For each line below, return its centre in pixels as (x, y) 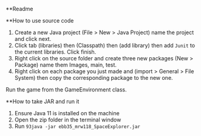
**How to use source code (40, 20)
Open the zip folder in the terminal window (68, 120)
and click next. (33, 39)
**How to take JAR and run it (43, 101)
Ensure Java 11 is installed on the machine (67, 113)
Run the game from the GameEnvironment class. (66, 90)
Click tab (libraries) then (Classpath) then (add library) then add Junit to (105, 45)
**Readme (20, 9)
